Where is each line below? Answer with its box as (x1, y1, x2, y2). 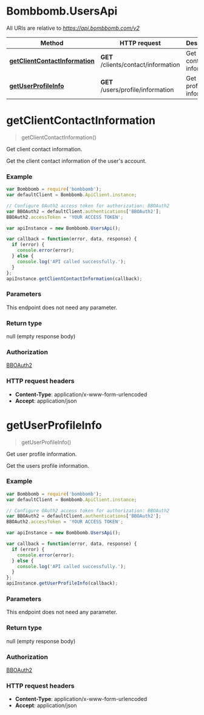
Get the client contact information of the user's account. (6, 157, 147, 165)
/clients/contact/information (100, 60, 180, 69)
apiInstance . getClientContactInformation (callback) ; (6, 275, 143, 282)
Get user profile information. (6, 450, 77, 457)
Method (40, 38, 64, 47)
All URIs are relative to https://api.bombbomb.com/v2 (6, 24, 140, 32)
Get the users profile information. (6, 462, 89, 469)
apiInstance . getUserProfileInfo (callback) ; (6, 580, 118, 587)
